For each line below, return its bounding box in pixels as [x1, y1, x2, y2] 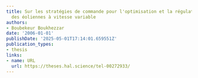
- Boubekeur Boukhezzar [6, 25, 65, 31]
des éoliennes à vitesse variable [11, 14, 96, 20]
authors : [6, 19, 28, 25]
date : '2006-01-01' [6, 30, 54, 36]
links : [6, 52, 22, 58]
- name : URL [6, 57, 35, 63]
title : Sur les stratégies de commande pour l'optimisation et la [6, 8, 173, 15]
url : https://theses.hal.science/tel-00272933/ [11, 63, 131, 69]
